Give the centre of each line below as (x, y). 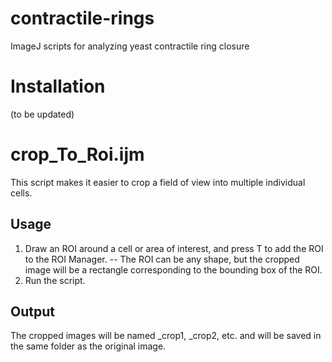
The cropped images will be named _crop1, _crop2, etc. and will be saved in (166, 336)
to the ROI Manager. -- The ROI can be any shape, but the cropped (162, 259)
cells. (21, 193)
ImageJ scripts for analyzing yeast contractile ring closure (130, 46)
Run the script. (55, 280)
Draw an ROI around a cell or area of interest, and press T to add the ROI (174, 248)
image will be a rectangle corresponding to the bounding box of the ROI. (173, 269)
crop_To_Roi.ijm (77, 154)
